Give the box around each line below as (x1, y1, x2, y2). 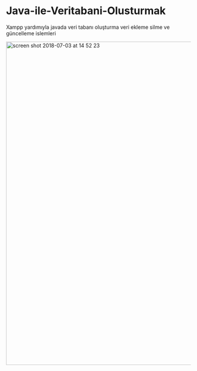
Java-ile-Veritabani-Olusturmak (6, 4, 166, 18)
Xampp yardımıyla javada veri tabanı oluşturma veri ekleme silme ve (6, 24, 170, 31)
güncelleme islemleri (6, 29, 56, 36)
